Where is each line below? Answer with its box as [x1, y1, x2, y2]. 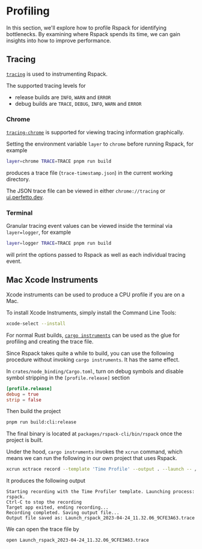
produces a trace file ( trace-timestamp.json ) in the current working [6, 169, 173, 176]
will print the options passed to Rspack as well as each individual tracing [6, 251, 186, 259]
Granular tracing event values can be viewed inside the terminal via [6, 222, 173, 230]
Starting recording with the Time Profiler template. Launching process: [6, 489, 195, 495]
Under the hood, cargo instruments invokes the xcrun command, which [6, 448, 183, 455]
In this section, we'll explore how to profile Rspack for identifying [6, 24, 167, 31]
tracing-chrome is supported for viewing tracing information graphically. [6, 129, 185, 136]
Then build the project [6, 408, 61, 415]
